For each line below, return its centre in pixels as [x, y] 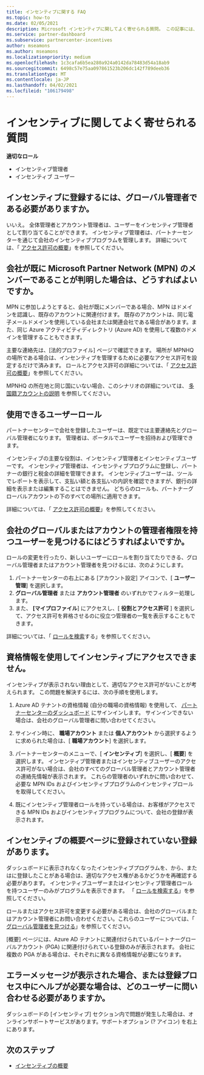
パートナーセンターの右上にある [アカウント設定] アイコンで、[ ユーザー [105, 578]
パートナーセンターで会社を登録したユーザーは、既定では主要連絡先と [94, 430]
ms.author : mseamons [32, 52]
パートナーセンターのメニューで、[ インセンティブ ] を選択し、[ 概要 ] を [104, 753]
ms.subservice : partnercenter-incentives [59, 40]
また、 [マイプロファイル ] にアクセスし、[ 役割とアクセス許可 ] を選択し [105, 609]
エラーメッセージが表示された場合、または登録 [94, 975]
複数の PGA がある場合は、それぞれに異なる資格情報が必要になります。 [96, 954]
